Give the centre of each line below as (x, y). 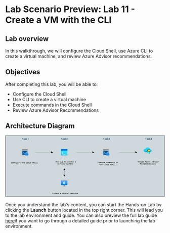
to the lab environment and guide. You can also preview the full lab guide (81, 215)
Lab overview (27, 39)
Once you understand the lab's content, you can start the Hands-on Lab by (83, 205)
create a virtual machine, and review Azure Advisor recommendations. (79, 56)
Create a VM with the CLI (58, 20)
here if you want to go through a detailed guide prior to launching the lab (80, 221)
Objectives (23, 72)
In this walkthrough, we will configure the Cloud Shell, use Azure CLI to (79, 51)
